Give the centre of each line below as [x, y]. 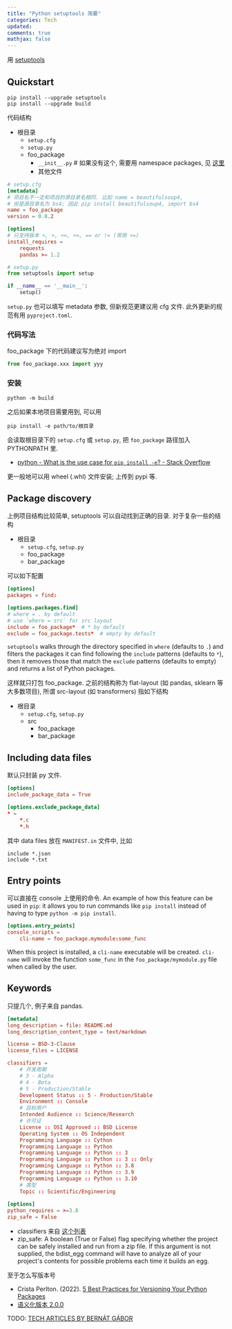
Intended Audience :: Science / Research [77, 1115]
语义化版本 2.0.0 [40, 1305]
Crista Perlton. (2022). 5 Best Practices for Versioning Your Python [112, 1289]
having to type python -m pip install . [62, 913]
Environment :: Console [54, 1102]
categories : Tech [32, 20]
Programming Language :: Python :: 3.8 [77, 1166]
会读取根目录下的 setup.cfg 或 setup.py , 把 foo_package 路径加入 [99, 440]
